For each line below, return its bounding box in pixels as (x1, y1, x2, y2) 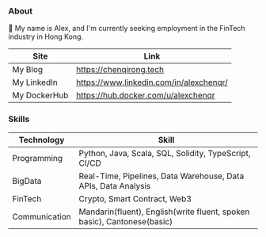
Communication (12, 211, 71, 222)
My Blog (12, 64, 44, 75)
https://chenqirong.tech (76, 64, 165, 75)
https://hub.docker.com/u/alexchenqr (76, 90, 215, 101)
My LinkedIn (12, 77, 58, 88)
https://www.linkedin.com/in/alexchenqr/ (76, 77, 228, 88)
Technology (18, 134, 65, 145)
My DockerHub (12, 90, 69, 101)
